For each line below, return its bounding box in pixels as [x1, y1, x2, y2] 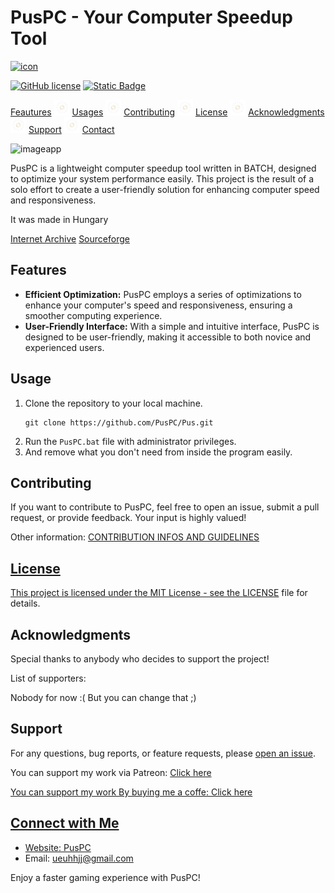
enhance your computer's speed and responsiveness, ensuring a [24, 299, 293, 311]
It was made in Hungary [10, 213, 109, 225]
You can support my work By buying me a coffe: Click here [10, 786, 253, 798]
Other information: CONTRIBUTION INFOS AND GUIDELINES [10, 531, 260, 543]
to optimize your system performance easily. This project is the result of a [10, 172, 315, 185]
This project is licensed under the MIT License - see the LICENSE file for [10, 587, 308, 599]
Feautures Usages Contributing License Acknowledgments [10, 106, 325, 118]
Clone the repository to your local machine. [24, 397, 203, 409]
